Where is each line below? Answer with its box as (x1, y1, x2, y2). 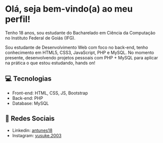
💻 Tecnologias (5, 74, 52, 83)
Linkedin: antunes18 (12, 127, 53, 133)
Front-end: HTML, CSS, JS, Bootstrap (12, 90, 88, 96)
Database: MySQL (12, 100, 49, 106)
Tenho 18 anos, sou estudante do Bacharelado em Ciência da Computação (5, 30, 156, 36)
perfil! (5, 14, 31, 25)
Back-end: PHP (12, 95, 43, 101)
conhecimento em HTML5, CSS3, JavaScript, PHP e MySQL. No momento (5, 50, 154, 55)
